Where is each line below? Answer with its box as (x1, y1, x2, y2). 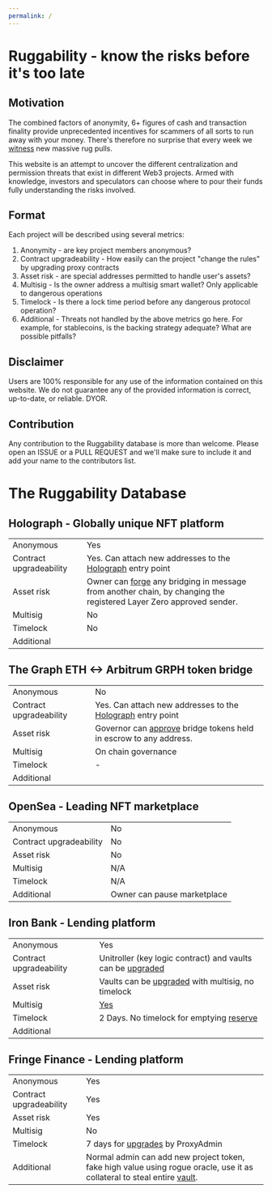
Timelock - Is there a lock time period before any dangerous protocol (19, 297, 251, 307)
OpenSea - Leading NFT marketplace (8, 799, 199, 814)
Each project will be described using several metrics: (8, 230, 185, 240)
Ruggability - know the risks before (8, 46, 250, 65)
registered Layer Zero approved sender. (86, 596, 239, 607)
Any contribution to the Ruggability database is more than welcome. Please (8, 439, 259, 449)
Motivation (8, 96, 65, 110)
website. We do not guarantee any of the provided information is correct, (8, 386, 252, 395)
